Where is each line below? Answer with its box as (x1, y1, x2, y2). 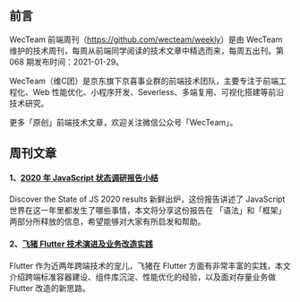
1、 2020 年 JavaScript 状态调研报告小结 (9, 172, 159, 183)
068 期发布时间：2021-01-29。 (9, 56, 124, 67)
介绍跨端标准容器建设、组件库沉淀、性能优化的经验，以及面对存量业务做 (9, 272, 276, 282)
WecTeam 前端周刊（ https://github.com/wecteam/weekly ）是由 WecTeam (9, 34, 283, 45)
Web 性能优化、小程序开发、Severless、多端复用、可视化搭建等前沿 (32, 86, 285, 97)
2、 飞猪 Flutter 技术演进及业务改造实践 (9, 238, 154, 249)
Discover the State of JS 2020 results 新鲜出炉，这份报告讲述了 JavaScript (9, 194, 286, 204)
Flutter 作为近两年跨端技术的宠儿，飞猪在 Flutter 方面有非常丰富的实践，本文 (9, 260, 291, 271)
